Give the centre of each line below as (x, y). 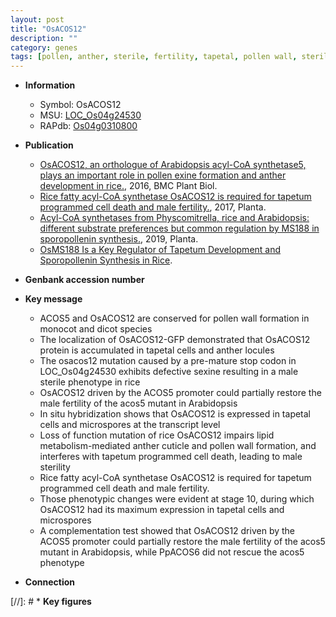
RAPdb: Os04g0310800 (88, 126)
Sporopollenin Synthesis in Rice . (106, 260)
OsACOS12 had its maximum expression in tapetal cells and (162, 510)
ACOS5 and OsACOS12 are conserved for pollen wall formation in (174, 318)
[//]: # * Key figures (51, 602)
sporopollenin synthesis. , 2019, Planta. (119, 239)
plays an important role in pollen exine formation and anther (163, 175)
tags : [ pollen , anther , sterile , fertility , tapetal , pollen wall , (154, 57)
